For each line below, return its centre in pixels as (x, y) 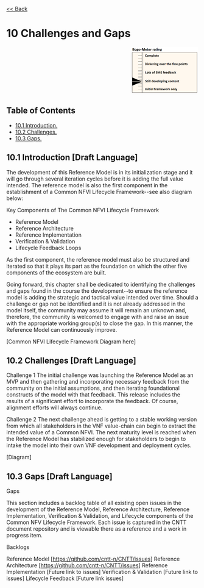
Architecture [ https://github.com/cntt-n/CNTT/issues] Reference (87, 565)
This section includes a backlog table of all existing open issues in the (94, 503)
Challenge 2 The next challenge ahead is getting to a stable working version (102, 420)
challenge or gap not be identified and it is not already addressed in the (96, 304)
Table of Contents (41, 111)
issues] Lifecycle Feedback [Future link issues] (65, 578)
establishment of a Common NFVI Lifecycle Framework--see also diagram (99, 192)
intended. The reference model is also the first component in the (87, 185)
